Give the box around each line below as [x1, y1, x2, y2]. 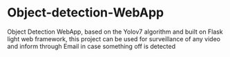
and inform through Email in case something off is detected [7, 42, 176, 50]
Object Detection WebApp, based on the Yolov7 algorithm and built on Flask [7, 27, 223, 36]
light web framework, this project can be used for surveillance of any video [7, 34, 221, 43]
